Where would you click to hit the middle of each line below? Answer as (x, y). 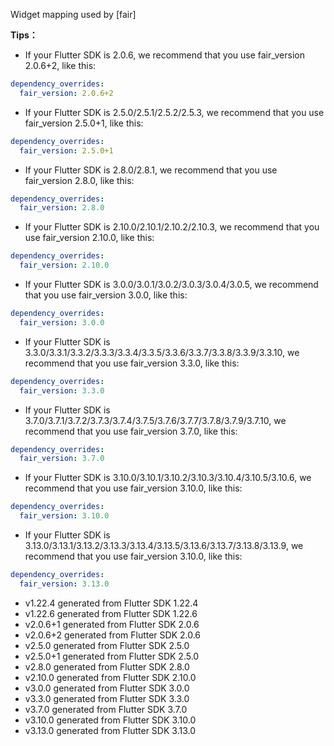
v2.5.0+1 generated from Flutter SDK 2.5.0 (112, 656)
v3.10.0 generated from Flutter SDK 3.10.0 (110, 720)
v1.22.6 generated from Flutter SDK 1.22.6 (111, 613)
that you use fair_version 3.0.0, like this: (106, 295)
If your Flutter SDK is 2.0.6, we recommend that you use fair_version (164, 55)
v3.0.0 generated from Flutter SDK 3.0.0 (107, 688)
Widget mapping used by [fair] (73, 14)
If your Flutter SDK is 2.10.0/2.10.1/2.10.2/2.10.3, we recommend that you (172, 227)
